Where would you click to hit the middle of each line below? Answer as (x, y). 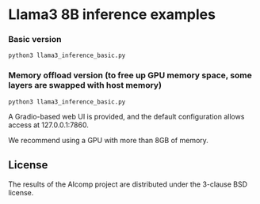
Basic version (35, 40)
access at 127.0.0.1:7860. (48, 125)
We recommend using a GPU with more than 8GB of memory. (108, 140)
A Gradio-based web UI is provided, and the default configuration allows (126, 116)
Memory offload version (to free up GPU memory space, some (130, 75)
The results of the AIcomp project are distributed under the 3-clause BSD (128, 184)
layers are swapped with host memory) (85, 85)
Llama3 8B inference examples (112, 15)
